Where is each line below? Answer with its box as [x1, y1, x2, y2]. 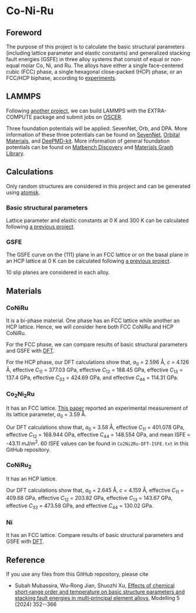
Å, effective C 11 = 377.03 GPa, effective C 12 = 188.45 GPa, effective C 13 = [6, 366, 183, 375]
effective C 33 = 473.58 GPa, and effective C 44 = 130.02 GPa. [6, 502, 154, 511]
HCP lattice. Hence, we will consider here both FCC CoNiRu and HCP [6, 323, 174, 330]
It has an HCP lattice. [6, 475, 57, 482]
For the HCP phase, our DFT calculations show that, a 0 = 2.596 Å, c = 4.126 [6, 358, 190, 367]
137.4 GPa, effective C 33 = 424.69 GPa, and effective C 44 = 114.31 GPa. [6, 374, 178, 382]
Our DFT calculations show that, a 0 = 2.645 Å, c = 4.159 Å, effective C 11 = [6, 487, 184, 495]
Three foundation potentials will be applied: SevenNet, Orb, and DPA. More [6, 125, 187, 132]
